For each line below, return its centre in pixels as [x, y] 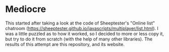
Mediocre [26, 9]
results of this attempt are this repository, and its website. [65, 44]
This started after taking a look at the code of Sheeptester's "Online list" [80, 23]
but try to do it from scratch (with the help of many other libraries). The [79, 39]
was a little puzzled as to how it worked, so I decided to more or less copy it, [84, 33]
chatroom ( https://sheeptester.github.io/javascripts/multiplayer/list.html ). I [82, 28]
